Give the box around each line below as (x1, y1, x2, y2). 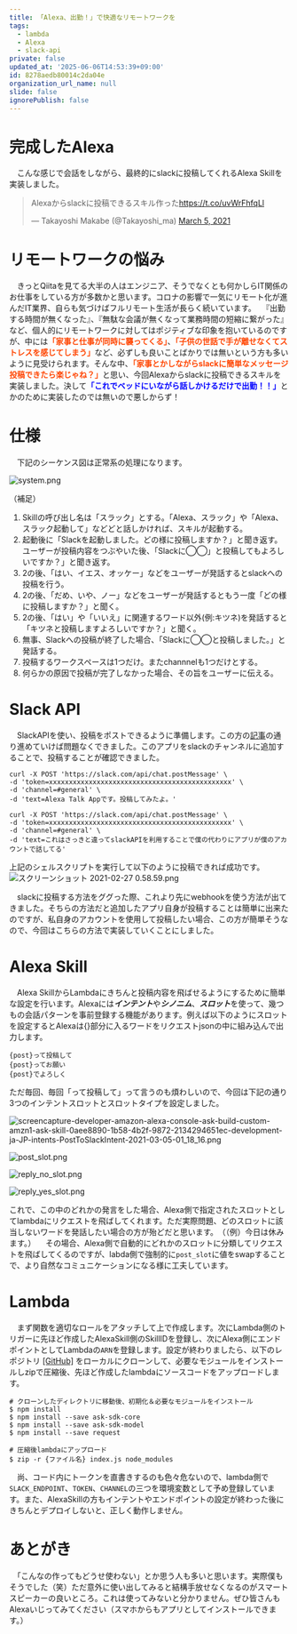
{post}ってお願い (9, 1061, 66, 1069)
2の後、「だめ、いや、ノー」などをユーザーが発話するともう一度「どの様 (21, 590, 287, 601)
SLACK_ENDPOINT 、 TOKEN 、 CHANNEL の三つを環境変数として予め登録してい (9, 1483, 268, 1494)
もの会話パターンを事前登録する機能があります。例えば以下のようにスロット (9, 1010, 288, 1021)
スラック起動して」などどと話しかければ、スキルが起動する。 (21, 524, 248, 534)
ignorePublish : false (9, 95, 90, 105)
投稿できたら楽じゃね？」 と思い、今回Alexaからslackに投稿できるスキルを (9, 370, 282, 380)
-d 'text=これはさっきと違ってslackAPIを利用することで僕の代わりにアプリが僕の (9, 836, 275, 845)
